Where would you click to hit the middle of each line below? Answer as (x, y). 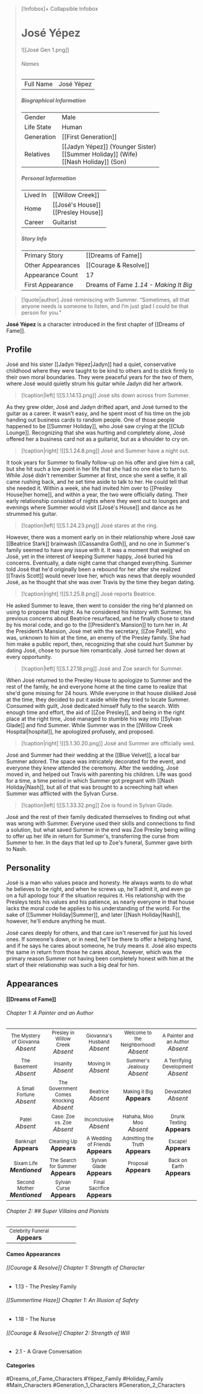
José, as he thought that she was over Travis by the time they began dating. (101, 582)
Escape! (178, 1141)
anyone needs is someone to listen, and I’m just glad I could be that (105, 306)
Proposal (138, 1163)
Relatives (37, 155)
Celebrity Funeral (29, 1231)
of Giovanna (26, 1042)
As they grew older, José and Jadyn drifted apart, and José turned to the (97, 406)
